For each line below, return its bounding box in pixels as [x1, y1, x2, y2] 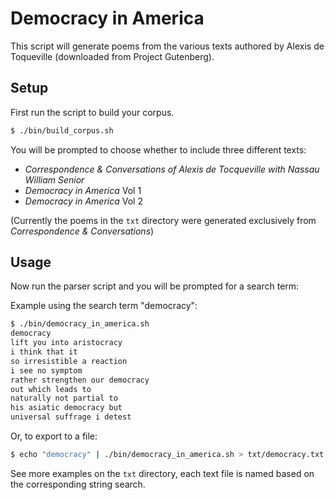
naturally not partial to [10, 393, 118, 404]
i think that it [10, 347, 78, 357]
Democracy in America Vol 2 [24, 195, 143, 207]
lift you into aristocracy [10, 338, 123, 348]
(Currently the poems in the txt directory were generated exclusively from [10, 214, 317, 226]
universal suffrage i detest [10, 412, 132, 422]
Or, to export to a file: [10, 430, 98, 442]
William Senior [24, 173, 85, 186]
